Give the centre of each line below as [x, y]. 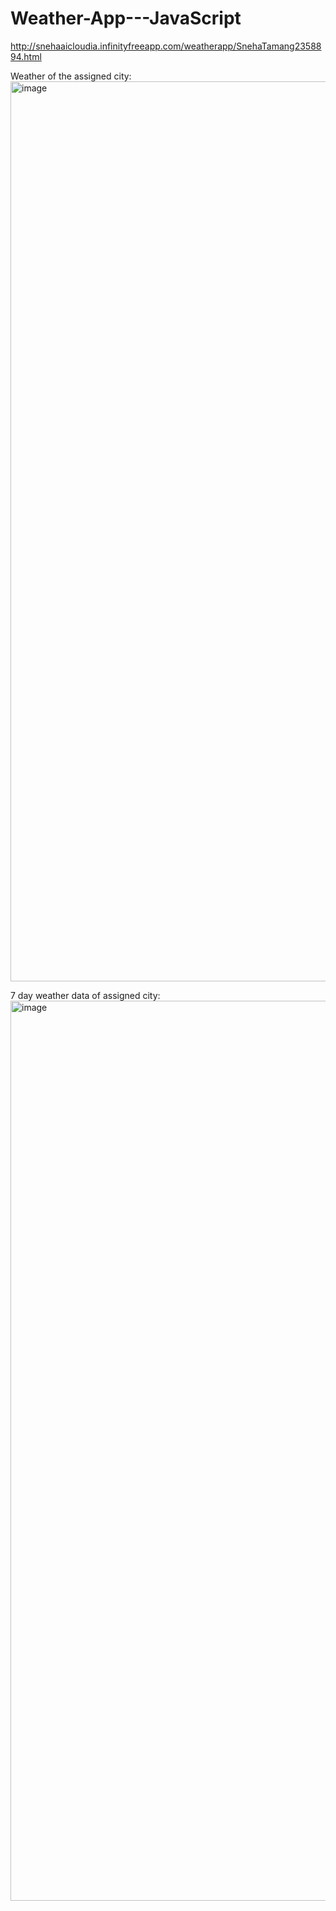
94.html [26, 56]
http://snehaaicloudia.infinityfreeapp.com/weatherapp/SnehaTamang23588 [166, 46]
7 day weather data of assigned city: [85, 995]
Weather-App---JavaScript [126, 18]
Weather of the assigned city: [71, 76]
